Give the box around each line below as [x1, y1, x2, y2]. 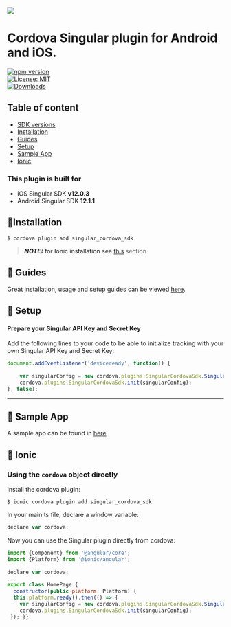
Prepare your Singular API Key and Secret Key [7, 324, 141, 332]
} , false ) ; [7, 385, 38, 392]
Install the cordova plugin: [7, 486, 80, 494]
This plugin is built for [7, 174, 82, 183]
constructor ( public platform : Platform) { [13, 588, 137, 595]
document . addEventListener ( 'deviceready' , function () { [7, 360, 170, 367]
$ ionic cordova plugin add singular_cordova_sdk [7, 499, 153, 505]
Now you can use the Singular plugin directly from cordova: [7, 536, 176, 545]
